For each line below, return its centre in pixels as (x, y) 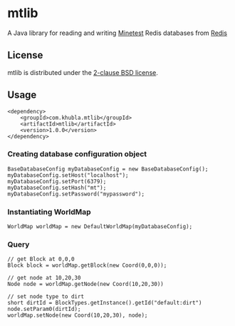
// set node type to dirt (46, 297)
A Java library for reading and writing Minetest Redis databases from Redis (117, 33)
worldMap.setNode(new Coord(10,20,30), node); (78, 315)
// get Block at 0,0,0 (41, 259)
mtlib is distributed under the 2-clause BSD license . (83, 72)
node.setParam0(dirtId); (44, 309)
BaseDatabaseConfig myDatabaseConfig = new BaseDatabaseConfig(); (108, 169)
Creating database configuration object (77, 154)
